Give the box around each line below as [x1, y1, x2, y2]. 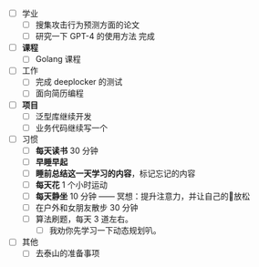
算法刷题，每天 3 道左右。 [35, 213, 134, 225]
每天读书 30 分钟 [35, 145, 98, 156]
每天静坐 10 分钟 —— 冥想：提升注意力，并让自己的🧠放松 [35, 190, 251, 201]
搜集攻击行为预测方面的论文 [35, 19, 140, 30]
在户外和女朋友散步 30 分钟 [35, 202, 139, 213]
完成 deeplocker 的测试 [35, 77, 123, 87]
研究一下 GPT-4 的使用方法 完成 [35, 31, 156, 42]
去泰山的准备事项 [35, 248, 100, 259]
